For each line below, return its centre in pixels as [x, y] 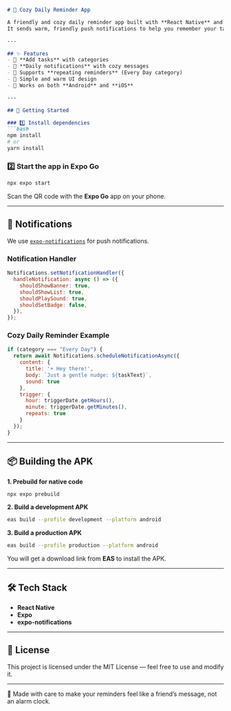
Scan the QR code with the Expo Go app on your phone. [87, 197]
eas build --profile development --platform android [84, 520]
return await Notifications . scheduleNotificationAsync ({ [97, 356]
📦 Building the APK [50, 462]
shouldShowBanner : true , [55, 285]
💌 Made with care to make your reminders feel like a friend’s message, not [112, 694]
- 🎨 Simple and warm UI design [52, 79]
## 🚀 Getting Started [38, 110]
